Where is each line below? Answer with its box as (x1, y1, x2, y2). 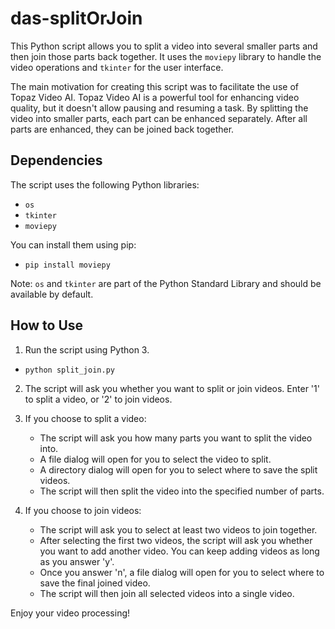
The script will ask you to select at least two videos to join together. (39, 523, 318, 536)
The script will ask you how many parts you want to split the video (39, 432, 313, 444)
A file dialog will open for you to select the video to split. (39, 453, 272, 465)
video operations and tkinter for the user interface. (10, 61, 224, 73)
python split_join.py (24, 365, 115, 375)
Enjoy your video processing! (10, 607, 131, 619)
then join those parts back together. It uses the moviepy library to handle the (10, 50, 322, 62)
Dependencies (10, 152, 103, 169)
